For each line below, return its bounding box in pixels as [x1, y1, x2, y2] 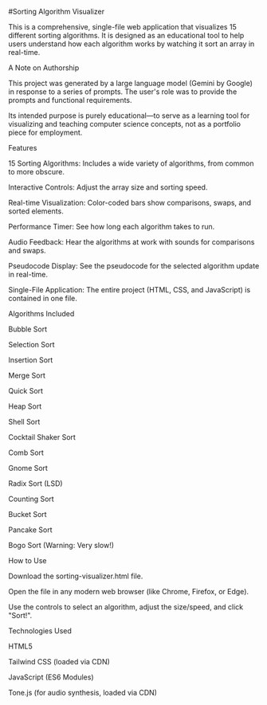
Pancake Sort [8, 525, 53, 535]
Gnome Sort [8, 464, 48, 472]
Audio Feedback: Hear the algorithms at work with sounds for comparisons [8, 237, 255, 246]
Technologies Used [8, 626, 72, 636]
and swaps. [8, 246, 46, 255]
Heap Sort [8, 401, 42, 411]
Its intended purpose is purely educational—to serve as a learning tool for [8, 111, 250, 120]
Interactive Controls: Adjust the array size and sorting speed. [8, 182, 208, 192]
